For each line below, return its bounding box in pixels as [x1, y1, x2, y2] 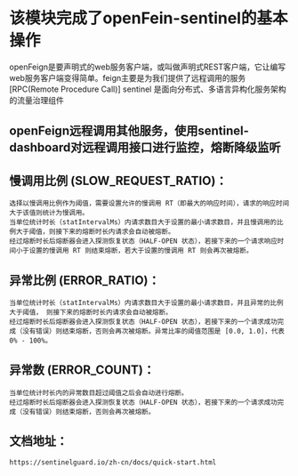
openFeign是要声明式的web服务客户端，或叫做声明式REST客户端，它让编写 [9, 61, 286, 72]
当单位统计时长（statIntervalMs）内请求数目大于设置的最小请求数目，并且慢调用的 [9, 218, 278, 227]
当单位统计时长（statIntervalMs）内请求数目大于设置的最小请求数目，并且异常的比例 [9, 298, 284, 307]
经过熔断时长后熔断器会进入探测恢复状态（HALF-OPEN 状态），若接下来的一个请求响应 [9, 237, 278, 246]
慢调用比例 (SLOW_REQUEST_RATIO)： [9, 173, 228, 188]
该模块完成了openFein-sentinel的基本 [9, 8, 288, 28]
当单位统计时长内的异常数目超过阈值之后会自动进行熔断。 [9, 388, 189, 397]
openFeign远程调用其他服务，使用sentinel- [9, 124, 249, 139]
